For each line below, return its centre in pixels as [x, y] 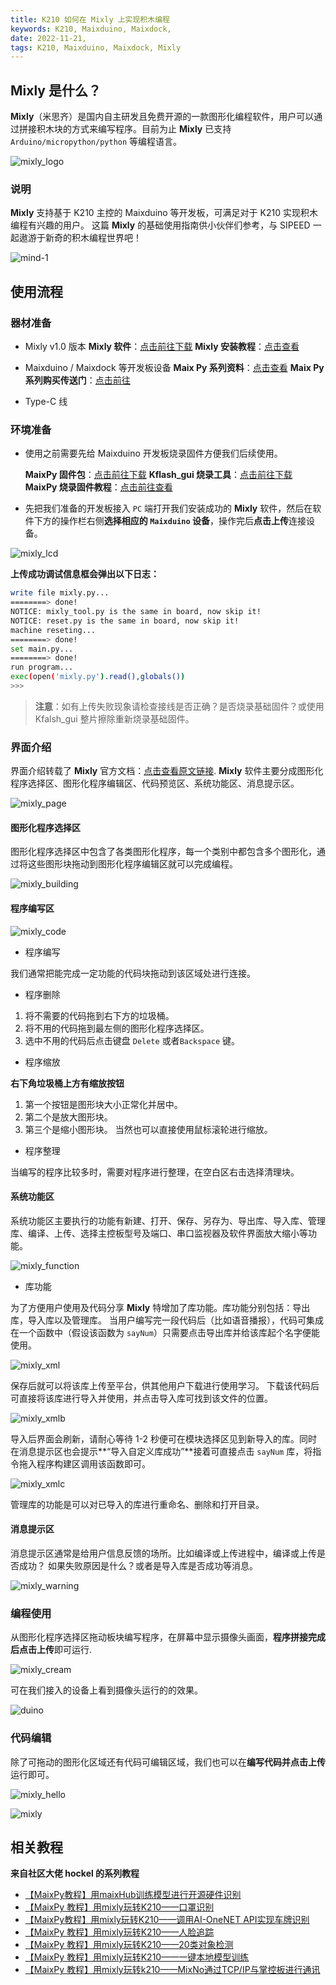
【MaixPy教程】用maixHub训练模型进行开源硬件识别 [133, 1895]
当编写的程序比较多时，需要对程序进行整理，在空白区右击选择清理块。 [155, 1172]
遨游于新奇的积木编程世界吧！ [80, 238]
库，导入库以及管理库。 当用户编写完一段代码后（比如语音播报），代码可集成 [167, 1320]
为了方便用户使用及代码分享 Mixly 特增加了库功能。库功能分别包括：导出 [160, 1307]
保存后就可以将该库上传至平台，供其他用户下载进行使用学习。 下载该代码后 [165, 1385]
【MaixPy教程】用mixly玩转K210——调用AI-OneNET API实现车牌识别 [167, 1920]
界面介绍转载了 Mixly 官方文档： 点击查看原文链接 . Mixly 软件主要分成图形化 [167, 771]
